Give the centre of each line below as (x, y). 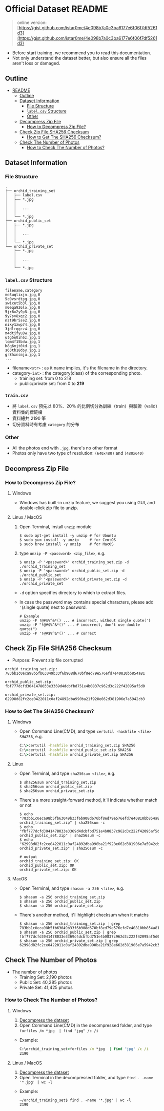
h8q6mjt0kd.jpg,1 (23, 346)
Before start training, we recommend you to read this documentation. (82, 53)
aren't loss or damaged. (36, 63)
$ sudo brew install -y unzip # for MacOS (66, 544)
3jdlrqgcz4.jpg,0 (23, 329)
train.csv (17, 395)
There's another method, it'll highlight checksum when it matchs (84, 915)
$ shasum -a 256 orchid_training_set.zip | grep (70, 924)
